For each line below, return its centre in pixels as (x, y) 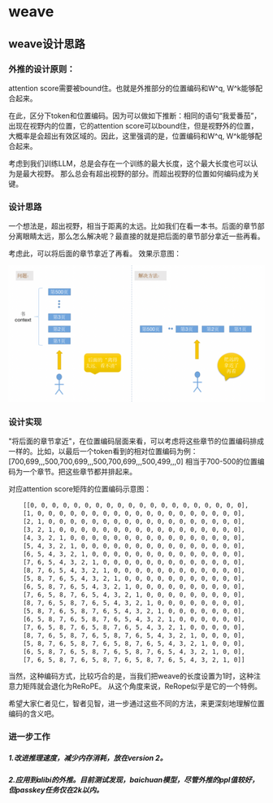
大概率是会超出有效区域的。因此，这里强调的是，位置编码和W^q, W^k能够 (132, 136)
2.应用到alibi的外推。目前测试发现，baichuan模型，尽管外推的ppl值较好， (134, 780)
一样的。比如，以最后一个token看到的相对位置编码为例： (103, 452)
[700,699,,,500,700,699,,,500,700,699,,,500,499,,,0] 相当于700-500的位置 (133, 461)
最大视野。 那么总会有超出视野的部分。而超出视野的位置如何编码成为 (137, 173)
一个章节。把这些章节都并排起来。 (79, 472)
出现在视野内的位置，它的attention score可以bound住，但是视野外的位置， (133, 125)
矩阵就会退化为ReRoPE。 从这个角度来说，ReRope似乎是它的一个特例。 (142, 687)
